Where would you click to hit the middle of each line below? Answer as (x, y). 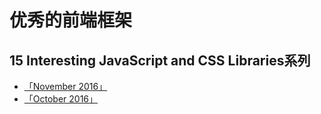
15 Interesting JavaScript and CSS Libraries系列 (160, 60)
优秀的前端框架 (71, 20)
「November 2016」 (65, 86)
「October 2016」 (61, 99)
